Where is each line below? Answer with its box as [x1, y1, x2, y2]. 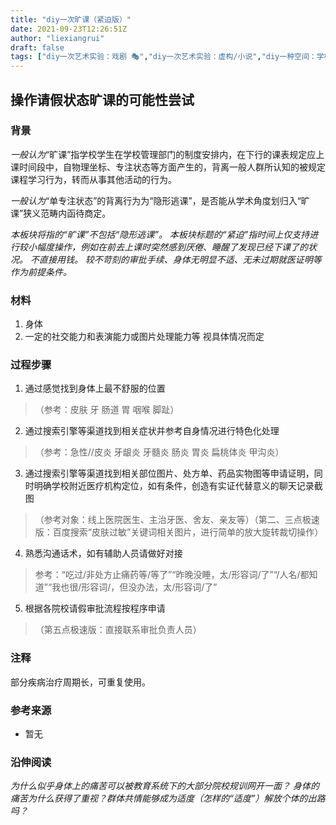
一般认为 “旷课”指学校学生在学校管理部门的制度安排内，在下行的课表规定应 [10, 148, 317, 160]
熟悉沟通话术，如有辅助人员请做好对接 [24, 547, 183, 560]
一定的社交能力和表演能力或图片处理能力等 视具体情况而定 [24, 331, 265, 343]
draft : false [10, 42, 65, 53]
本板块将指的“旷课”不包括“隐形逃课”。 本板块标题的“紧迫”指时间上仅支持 [10, 228, 310, 240]
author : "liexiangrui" [10, 33, 105, 43]
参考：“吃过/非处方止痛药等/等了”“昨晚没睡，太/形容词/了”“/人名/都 [34, 569, 310, 581]
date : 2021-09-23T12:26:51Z [10, 24, 128, 34]
